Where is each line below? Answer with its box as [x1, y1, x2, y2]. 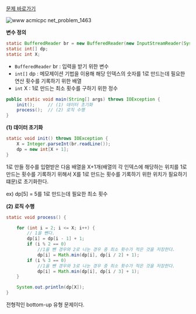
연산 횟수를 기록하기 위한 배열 [14, 77, 82, 84]
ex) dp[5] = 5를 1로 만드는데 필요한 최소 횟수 [6, 190, 108, 197]
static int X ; [6, 51, 41, 57]
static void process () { [6, 214, 66, 220]
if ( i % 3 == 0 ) [27, 257, 66, 263]
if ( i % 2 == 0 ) [27, 241, 66, 247]
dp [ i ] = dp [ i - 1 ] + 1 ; [27, 236, 85, 241]
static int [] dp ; [6, 46, 48, 51]
